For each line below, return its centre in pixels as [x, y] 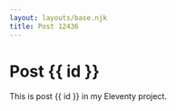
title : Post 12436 [44, 26]
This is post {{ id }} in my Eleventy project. [88, 96]
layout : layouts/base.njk [58, 18]
